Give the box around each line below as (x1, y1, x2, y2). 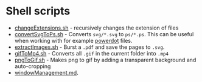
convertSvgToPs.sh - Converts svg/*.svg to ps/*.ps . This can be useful (14, 30, 194, 37)
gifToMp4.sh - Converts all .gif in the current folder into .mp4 (14, 49, 169, 57)
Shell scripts (5, 4, 71, 18)
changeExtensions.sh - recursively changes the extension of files (14, 24, 179, 31)
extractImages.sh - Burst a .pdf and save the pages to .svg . (14, 43, 165, 51)
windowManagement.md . (14, 69, 78, 76)
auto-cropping (14, 62, 51, 70)
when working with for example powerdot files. (14, 37, 133, 44)
